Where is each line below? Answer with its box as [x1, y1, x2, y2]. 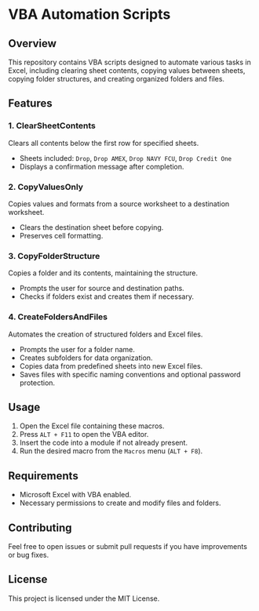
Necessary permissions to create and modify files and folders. [19, 498, 221, 507]
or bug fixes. [8, 551, 49, 560]
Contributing [8, 521, 72, 534]
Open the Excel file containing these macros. [19, 421, 165, 431]
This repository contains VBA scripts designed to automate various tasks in [8, 57, 251, 67]
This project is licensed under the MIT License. [8, 594, 160, 603]
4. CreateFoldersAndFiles [8, 311, 108, 322]
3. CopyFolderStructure [8, 250, 100, 261]
